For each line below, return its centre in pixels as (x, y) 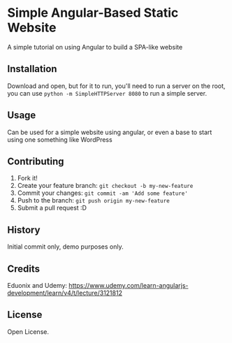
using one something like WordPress (60, 139)
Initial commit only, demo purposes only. (65, 247)
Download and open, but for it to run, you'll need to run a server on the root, (116, 86)
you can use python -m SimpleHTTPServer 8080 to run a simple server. (107, 93)
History (24, 229)
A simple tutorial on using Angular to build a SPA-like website (95, 47)
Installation (32, 69)
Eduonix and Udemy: (37, 285)
